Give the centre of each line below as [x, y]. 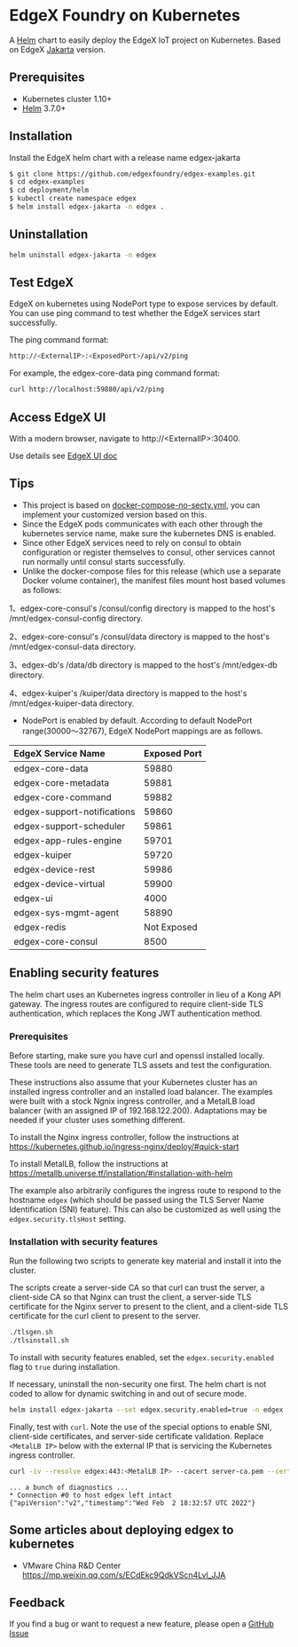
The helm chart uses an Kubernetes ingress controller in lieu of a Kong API [145, 994]
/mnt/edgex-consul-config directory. [76, 618]
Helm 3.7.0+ [44, 108]
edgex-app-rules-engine [68, 840]
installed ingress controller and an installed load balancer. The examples [141, 1091]
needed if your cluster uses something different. [97, 1120]
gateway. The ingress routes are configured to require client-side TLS [136, 1003]
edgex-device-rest [55, 869]
